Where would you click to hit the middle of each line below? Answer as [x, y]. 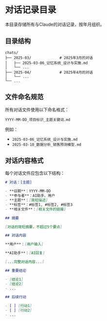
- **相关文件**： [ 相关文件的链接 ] [36, 209]
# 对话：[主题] [19, 183]
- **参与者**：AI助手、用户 [30, 196]
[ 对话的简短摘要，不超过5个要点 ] [34, 227]
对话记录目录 [31, 10]
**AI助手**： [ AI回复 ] [25, 253]
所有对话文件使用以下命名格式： [37, 109]
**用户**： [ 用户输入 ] [24, 244]
